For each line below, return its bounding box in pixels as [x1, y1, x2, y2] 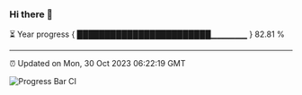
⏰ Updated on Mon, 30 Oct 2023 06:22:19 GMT [9, 58, 186, 69]
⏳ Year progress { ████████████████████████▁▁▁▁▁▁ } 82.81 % [9, 29, 285, 39]
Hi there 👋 [9, 8, 54, 21]
